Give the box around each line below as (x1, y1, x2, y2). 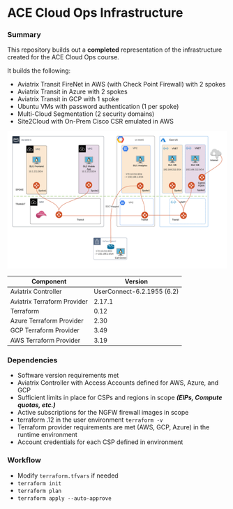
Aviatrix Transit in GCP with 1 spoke (17, 95, 119, 103)
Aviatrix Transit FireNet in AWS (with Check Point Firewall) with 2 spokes (17, 80, 226, 89)
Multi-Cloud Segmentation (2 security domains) (17, 110, 155, 118)
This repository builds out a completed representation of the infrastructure (7, 45, 223, 54)
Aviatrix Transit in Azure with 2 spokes (17, 87, 128, 96)
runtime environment (17, 431, 78, 439)
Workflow (7, 455, 42, 465)
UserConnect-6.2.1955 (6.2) (93, 288, 179, 296)
